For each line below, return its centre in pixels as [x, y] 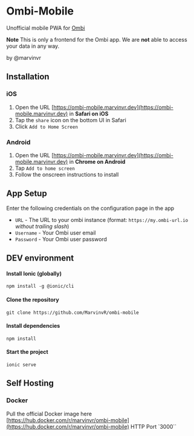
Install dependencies [33, 326]
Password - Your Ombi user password [61, 239]
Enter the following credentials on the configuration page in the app [90, 208]
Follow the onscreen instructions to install [67, 174]
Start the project [27, 352]
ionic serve [21, 365]
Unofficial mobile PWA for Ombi [46, 28]
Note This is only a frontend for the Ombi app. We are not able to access [97, 39]
